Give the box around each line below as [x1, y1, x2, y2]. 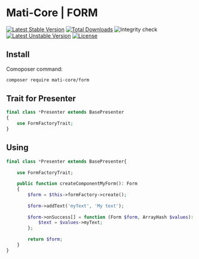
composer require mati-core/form [6, 77, 90, 83]
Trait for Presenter [6, 93, 76, 104]
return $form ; [27, 236, 63, 242]
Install [6, 50, 30, 60]
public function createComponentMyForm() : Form [17, 181, 137, 187]
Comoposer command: [6, 65, 63, 72]
